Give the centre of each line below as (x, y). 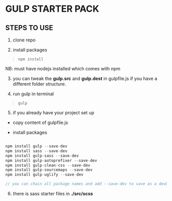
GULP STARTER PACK (52, 9)
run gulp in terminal (33, 94)
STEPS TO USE (29, 28)
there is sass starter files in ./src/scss (53, 194)
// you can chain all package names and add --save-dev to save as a (81, 184)
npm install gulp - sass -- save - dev (42, 156)
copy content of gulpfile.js (40, 122)
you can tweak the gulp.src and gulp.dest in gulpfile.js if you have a (85, 79)
